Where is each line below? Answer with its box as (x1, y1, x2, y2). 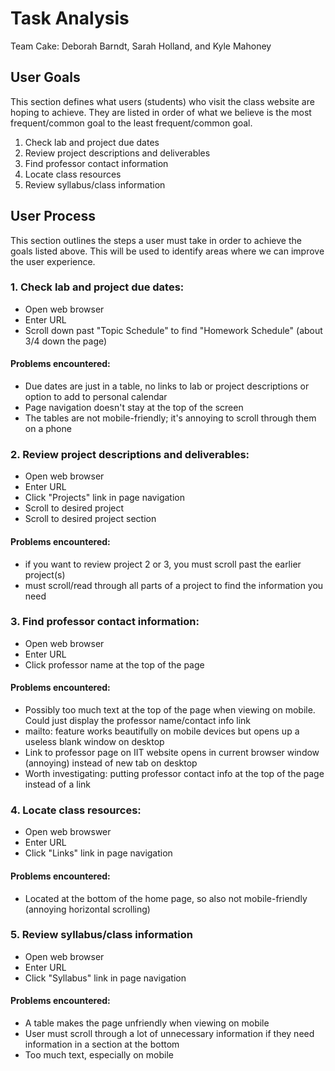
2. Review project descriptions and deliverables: (10, 447, 250, 461)
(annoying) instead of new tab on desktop (24, 757, 198, 769)
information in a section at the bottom (24, 1038, 180, 1051)
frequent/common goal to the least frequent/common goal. (10, 117, 253, 129)
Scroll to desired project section (24, 513, 157, 525)
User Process (10, 208, 97, 225)
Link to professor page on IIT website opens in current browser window (24, 747, 320, 759)
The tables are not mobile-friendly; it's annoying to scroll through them (24, 412, 317, 424)
